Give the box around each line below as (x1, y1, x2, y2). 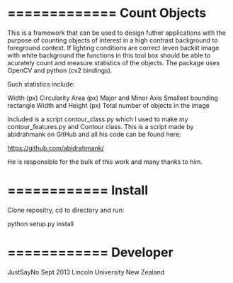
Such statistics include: (7, 79, 76, 88)
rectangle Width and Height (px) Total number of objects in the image (7, 101, 210, 109)
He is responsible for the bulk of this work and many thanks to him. (7, 157, 203, 166)
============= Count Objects (7, 5, 207, 21)
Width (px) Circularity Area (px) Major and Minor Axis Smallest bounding (7, 94, 218, 102)
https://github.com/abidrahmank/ (7, 143, 104, 152)
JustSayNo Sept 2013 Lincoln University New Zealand (7, 267, 165, 276)
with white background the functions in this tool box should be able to (7, 51, 211, 60)
